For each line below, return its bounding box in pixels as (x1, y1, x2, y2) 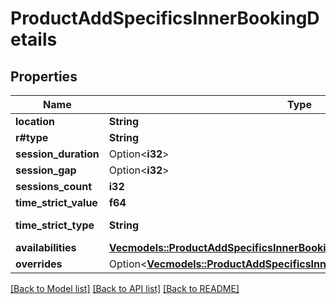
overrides (15, 257, 63, 271)
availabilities (15, 241, 77, 254)
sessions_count (15, 180, 93, 193)
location (15, 115, 55, 128)
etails (10, 28, 58, 51)
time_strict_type (15, 218, 95, 232)
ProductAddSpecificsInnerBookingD (10, 7, 320, 30)
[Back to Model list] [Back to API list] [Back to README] (10, 283, 240, 294)
